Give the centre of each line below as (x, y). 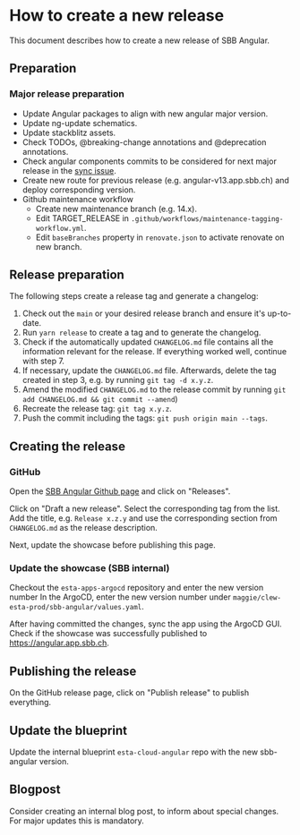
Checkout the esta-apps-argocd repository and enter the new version (137, 588)
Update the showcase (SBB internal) (90, 568)
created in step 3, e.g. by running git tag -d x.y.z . (118, 380)
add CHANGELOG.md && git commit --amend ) (100, 399)
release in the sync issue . (69, 170)
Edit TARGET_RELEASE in (82, 218)
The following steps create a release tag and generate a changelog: (134, 296)
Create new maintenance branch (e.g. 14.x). (116, 209)
